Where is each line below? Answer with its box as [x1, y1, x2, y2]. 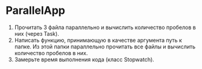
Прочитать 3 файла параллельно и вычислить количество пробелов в [14, 24, 196, 31]
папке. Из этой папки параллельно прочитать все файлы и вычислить [14, 43, 196, 50]
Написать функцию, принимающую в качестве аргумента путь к [14, 36, 183, 44]
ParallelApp [5, 4, 65, 18]
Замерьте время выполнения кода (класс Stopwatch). [14, 56, 155, 63]
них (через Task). [14, 30, 59, 37]
